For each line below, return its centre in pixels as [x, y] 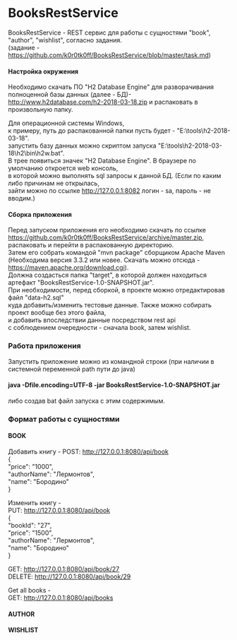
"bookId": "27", [30, 525]
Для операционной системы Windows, [66, 123]
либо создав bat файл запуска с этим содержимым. [86, 401]
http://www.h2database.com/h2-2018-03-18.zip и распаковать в [103, 102]
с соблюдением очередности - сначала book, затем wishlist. [99, 328]
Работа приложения [44, 346]
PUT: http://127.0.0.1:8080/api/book [59, 510]
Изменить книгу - [35, 502]
